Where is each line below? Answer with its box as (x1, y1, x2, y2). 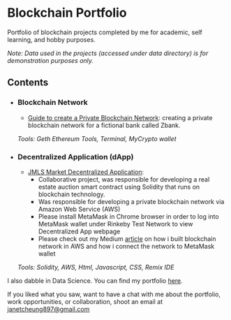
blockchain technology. (38, 190, 106, 198)
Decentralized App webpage (38, 227, 121, 235)
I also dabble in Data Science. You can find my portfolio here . (7, 276, 183, 284)
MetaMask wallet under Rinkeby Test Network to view (38, 219, 193, 228)
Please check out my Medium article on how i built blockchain (38, 234, 216, 242)
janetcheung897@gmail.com (7, 305, 90, 313)
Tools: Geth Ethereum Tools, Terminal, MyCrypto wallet (17, 134, 177, 143)
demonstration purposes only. (7, 56, 94, 64)
